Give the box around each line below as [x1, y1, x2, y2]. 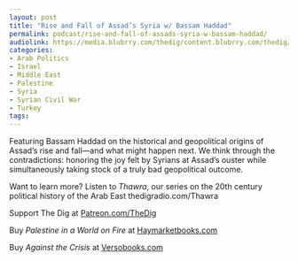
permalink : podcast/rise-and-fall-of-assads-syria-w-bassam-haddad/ [9, 29, 268, 38]
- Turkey [9, 104, 42, 112]
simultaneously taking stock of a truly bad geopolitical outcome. [9, 165, 244, 175]
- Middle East [9, 71, 62, 80]
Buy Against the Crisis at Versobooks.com [9, 242, 164, 253]
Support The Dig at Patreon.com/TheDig [9, 208, 157, 219]
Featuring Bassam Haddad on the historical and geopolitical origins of [9, 136, 264, 147]
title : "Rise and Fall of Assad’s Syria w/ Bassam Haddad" [9, 21, 232, 30]
